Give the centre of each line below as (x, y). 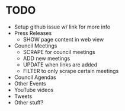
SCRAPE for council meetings (59, 52)
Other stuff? (29, 102)
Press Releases (33, 33)
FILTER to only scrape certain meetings (71, 71)
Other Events (30, 83)
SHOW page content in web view (63, 39)
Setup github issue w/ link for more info (62, 27)
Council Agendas (35, 77)
